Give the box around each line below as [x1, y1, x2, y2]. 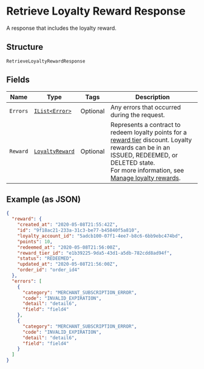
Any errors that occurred [110, 103, 181, 111]
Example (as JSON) [6, 194, 81, 204]
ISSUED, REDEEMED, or [110, 151, 178, 159]
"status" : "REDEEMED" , [17, 255, 75, 262]
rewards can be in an [110, 143, 171, 151]
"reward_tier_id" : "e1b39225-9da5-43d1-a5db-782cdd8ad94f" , [17, 250, 172, 256]
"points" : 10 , [17, 238, 53, 244]
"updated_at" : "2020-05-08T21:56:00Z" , [17, 261, 118, 267]
